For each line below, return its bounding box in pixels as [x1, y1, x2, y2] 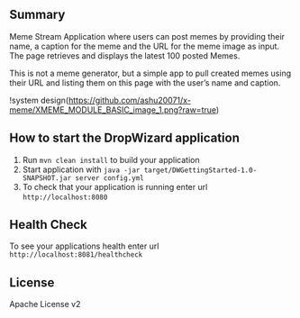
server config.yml [75, 173, 144, 183]
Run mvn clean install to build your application [22, 154, 200, 165]
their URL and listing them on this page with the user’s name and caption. [9, 77, 281, 88]
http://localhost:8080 [22, 193, 108, 202]
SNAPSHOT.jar [22, 173, 72, 183]
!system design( [9, 95, 69, 105]
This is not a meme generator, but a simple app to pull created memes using [9, 68, 292, 78]
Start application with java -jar [22, 164, 141, 175]
